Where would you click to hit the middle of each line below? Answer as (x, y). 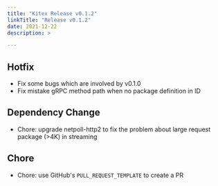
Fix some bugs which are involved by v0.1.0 (79, 84)
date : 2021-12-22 (32, 26)
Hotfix (21, 67)
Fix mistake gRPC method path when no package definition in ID (109, 91)
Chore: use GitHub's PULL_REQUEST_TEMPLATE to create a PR (100, 175)
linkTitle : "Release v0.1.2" (49, 20)
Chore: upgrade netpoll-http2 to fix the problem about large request (114, 129)
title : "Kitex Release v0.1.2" (52, 13)
